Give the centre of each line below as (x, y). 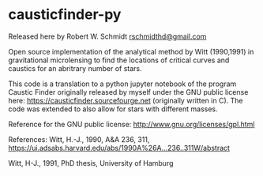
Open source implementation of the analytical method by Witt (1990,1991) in (131, 51)
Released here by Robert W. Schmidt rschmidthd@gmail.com (107, 36)
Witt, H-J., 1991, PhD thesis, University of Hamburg (91, 163)
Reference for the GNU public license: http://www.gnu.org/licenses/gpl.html (131, 124)
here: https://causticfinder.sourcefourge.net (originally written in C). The (126, 100)
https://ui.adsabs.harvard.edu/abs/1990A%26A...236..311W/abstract (119, 148)
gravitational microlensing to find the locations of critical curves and (119, 60)
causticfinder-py (65, 15)
